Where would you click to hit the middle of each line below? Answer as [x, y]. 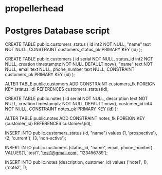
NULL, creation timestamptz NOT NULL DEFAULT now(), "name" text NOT [79, 64]
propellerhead [34, 9]
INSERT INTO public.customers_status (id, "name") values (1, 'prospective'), [81, 133]
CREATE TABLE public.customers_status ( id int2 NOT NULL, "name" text [78, 44]
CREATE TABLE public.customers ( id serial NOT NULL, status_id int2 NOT [79, 59]
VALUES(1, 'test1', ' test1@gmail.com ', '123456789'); [56, 153]
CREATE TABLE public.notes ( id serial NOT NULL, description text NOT [77, 98]
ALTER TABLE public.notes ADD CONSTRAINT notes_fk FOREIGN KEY [75, 118]
